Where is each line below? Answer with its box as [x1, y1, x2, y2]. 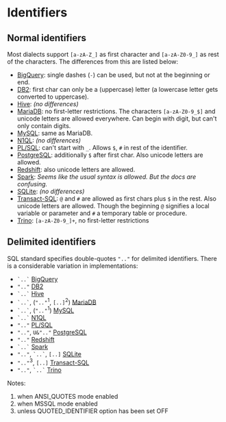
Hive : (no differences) [16, 100, 79, 108]
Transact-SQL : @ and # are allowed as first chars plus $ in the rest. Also [16, 195, 217, 203]
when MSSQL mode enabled [16, 399, 98, 408]
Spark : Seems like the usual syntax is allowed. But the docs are [16, 173, 197, 181]
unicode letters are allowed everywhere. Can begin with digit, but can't [16, 114, 217, 123]
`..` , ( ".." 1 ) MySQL [16, 305, 75, 314]
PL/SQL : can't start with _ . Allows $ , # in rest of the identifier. [16, 144, 188, 151]
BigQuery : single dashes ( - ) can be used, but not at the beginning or [16, 71, 210, 79]
